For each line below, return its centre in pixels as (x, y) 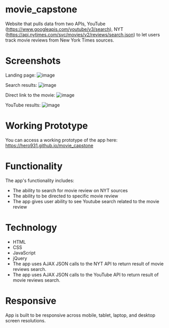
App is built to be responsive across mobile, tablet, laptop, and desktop (80, 315)
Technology (31, 227)
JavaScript (24, 252)
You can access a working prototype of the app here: (61, 140)
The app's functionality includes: (40, 180)
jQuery (20, 258)
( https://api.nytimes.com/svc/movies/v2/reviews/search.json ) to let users (83, 34)
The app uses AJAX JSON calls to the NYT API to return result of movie (88, 264)
